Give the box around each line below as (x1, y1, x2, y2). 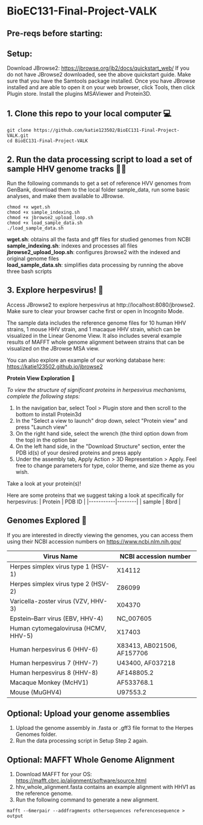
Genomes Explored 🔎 (7, 515, 87, 526)
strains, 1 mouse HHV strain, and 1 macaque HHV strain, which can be (7, 325, 181, 332)
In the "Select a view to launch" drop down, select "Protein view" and (15, 417, 188, 424)
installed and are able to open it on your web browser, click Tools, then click (7, 84, 195, 91)
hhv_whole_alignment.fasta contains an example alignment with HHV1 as (15, 783, 196, 791)
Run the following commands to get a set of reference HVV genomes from (7, 179, 192, 187)
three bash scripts (7, 268, 52, 275)
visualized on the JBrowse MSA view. (7, 344, 100, 352)
